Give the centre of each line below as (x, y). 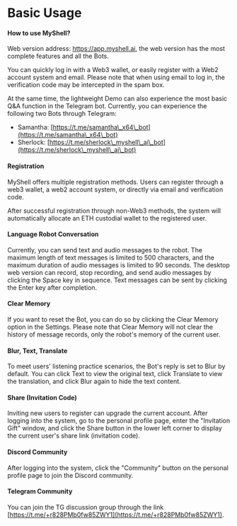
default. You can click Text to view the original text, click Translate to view (115, 374)
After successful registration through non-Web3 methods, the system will (114, 211)
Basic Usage (45, 13)
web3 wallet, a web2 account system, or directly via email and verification (115, 189)
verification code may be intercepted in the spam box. (86, 85)
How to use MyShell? (39, 33)
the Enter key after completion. (52, 287)
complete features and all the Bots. (58, 56)
